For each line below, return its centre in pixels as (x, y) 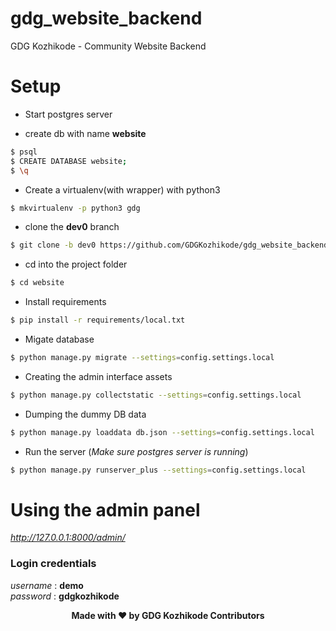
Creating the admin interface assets (98, 376)
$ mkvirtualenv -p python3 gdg (75, 208)
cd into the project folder (76, 264)
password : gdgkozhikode (65, 596)
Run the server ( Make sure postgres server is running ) (136, 451)
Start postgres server (68, 114)
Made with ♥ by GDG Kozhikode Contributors (168, 615)
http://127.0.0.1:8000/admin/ (68, 538)
